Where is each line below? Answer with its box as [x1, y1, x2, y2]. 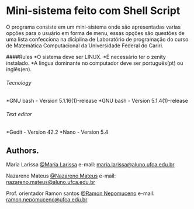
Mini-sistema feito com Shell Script [6, 4, 181, 18]
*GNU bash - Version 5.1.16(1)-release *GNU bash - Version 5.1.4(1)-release [6, 97, 188, 104]
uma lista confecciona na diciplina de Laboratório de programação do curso [6, 36, 189, 43]
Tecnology [6, 79, 32, 86]
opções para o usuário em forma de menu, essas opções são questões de [6, 29, 185, 36]
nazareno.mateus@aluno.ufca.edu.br [6, 179, 95, 186]
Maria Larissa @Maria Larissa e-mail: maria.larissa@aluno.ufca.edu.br [6, 161, 175, 168]
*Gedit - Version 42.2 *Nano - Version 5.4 [6, 128, 109, 135]
